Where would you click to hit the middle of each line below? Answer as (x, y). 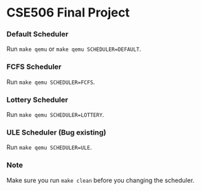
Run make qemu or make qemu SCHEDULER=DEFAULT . (74, 49)
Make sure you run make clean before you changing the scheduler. (100, 180)
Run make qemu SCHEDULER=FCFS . (51, 82)
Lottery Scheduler (37, 100)
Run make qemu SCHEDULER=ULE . (49, 147)
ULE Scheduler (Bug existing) (56, 132)
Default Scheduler (38, 34)
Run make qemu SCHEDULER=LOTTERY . (55, 115)
